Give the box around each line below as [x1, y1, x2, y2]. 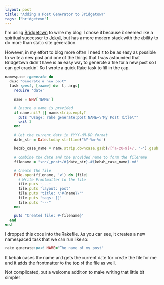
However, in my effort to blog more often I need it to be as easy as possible [5, 49, 156, 55]
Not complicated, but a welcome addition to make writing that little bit [5, 269, 145, 275]
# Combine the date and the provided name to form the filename [14, 155, 147, 160]
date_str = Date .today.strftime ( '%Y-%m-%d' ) [14, 137, 106, 142]
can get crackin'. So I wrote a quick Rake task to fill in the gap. [5, 65, 130, 71]
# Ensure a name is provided [14, 105, 73, 110]
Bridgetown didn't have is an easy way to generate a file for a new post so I [5, 60, 157, 66]
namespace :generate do [5, 74, 54, 80]
